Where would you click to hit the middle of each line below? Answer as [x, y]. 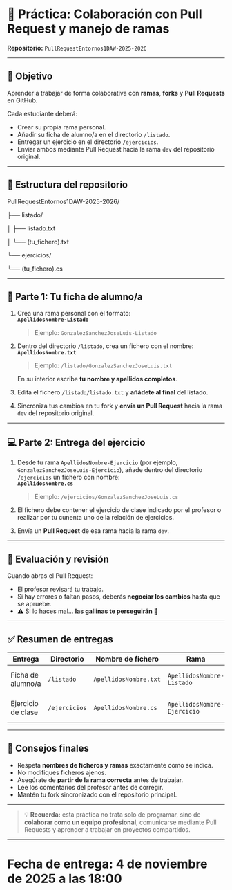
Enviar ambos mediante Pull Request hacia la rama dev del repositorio [116, 149]
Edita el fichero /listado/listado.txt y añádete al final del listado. [113, 392]
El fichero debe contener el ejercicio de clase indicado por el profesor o [119, 510]
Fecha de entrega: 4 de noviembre [108, 864]
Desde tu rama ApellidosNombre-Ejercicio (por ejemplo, [97, 462]
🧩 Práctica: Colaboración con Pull [105, 14]
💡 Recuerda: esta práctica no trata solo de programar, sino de [113, 814]
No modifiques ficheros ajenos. [62, 772]
